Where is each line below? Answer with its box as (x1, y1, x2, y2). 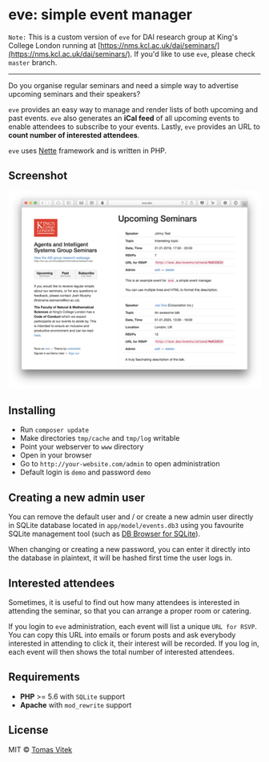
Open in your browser (19, 450, 92, 460)
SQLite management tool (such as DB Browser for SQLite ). (8, 529, 201, 538)
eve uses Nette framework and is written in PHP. (8, 146, 167, 155)
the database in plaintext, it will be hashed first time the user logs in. (8, 553, 233, 562)
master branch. (8, 58, 58, 67)
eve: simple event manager (8, 6, 193, 24)
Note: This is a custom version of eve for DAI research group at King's (8, 32, 239, 42)
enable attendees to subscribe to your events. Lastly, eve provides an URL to (8, 122, 260, 131)
